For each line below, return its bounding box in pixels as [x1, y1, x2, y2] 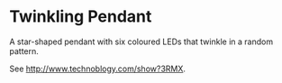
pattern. [9, 45, 39, 56]
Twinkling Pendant [9, 6, 152, 27]
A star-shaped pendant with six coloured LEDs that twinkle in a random [9, 36, 273, 47]
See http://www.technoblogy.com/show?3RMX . [9, 63, 186, 74]
